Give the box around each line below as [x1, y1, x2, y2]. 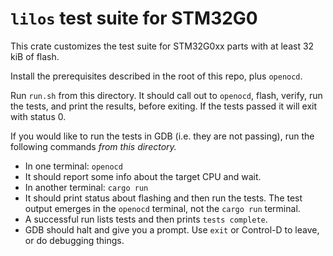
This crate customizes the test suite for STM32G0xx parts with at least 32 [10, 40, 315, 52]
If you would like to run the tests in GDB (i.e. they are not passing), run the [10, 130, 315, 142]
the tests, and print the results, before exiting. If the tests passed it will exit [10, 100, 318, 112]
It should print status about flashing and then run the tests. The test [24, 192, 303, 204]
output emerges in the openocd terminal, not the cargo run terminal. [24, 202, 301, 214]
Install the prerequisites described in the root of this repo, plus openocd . [10, 70, 303, 82]
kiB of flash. [10, 50, 60, 62]
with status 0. [10, 110, 67, 122]
